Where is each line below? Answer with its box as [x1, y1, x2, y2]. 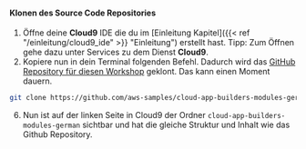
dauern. [22, 75, 53, 86]
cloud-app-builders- [208, 112, 286, 121]
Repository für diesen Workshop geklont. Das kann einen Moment [22, 66, 270, 77]
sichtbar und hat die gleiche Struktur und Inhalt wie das [81, 119, 291, 131]
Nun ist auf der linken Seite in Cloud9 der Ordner [22, 110, 207, 121]
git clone [9, 94, 47, 103]
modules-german [22, 121, 81, 131]
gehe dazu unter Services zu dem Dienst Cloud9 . [22, 46, 209, 58]
